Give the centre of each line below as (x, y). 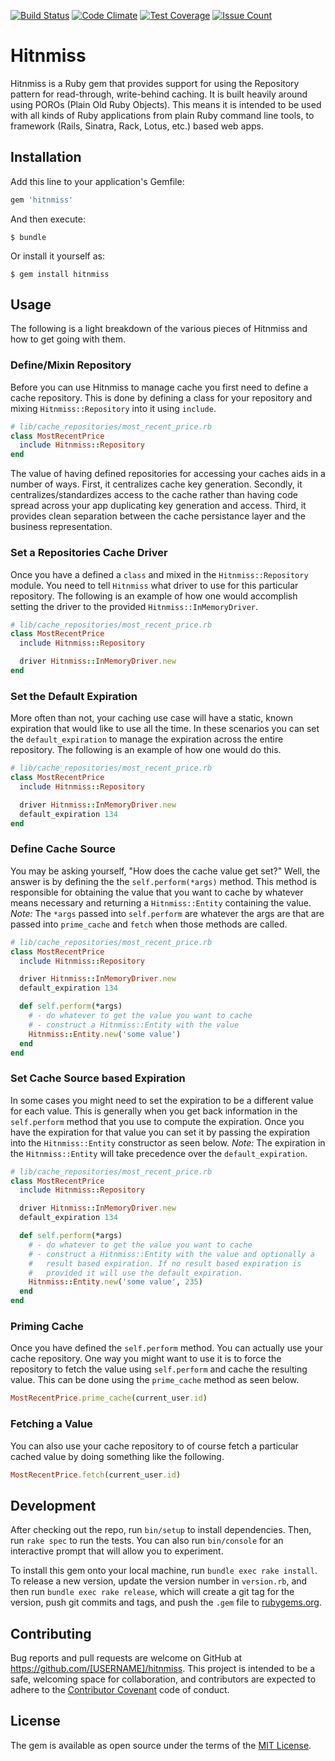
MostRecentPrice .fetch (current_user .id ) (96, 1475)
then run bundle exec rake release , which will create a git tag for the (152, 1592)
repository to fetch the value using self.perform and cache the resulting (159, 1369)
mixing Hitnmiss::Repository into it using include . (113, 408)
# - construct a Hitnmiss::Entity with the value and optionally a (171, 1254)
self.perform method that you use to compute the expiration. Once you (157, 1121)
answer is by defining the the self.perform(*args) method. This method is (163, 881)
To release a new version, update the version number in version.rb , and (159, 1581)
